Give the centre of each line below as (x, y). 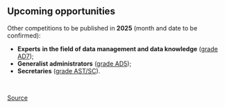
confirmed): (24, 35)
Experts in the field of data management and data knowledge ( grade (117, 48)
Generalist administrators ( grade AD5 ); (74, 63)
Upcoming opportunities (61, 11)
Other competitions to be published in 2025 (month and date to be (102, 28)
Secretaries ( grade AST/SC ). (59, 71)
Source (17, 98)
